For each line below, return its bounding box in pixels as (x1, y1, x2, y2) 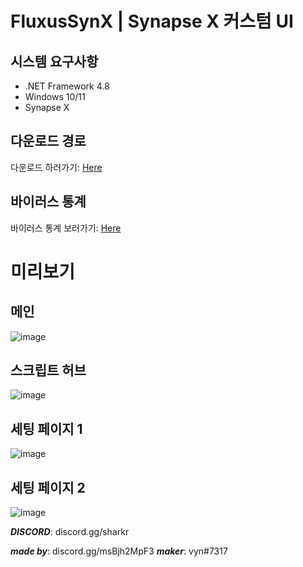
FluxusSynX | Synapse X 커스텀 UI (10, 10, 294, 33)
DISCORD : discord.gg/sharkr (10, 526, 130, 538)
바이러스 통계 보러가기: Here (10, 222, 122, 234)
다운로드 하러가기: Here (10, 161, 103, 173)
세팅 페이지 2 (10, 479, 86, 496)
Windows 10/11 (24, 91, 86, 102)
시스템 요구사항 (10, 53, 99, 70)
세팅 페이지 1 (10, 420, 83, 437)
